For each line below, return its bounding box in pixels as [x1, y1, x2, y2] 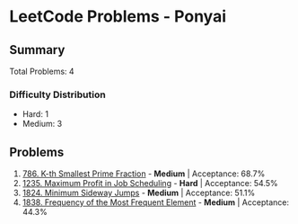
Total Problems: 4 [9, 66, 74, 76]
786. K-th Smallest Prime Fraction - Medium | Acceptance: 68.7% [22, 168, 266, 179]
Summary [9, 42, 66, 58]
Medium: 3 [22, 119, 63, 130]
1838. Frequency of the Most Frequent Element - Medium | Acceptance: [22, 197, 290, 208]
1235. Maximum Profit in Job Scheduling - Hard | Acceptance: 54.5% [22, 178, 278, 189]
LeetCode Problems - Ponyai [9, 6, 227, 27]
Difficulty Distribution [9, 88, 106, 101]
